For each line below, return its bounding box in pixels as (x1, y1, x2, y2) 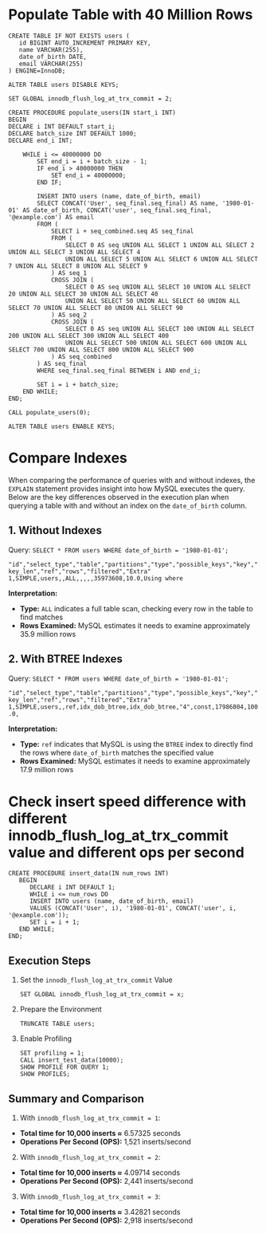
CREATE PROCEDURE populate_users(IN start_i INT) (8, 108, 177, 116)
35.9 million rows (19, 629, 76, 638)
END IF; (37, 178, 62, 187)
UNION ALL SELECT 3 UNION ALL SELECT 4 (8, 248, 141, 256)
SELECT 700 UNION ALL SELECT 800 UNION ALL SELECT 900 (8, 345, 194, 354)
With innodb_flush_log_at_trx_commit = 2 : (19, 1153, 161, 1162)
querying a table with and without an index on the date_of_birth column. (8, 501, 248, 510)
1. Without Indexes (8, 524, 102, 537)
